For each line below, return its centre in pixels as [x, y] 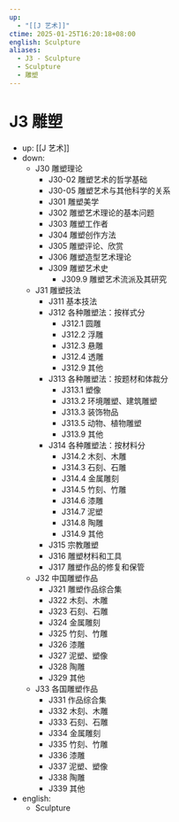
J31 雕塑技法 [58, 290]
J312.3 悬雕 [82, 345]
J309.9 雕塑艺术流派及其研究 [114, 279]
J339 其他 [67, 788]
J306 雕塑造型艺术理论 [90, 257]
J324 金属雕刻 [75, 622]
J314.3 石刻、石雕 [94, 467]
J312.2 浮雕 [82, 334]
